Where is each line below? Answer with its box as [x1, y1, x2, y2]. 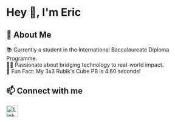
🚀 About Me [6, 30, 52, 40]
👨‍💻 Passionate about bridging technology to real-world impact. [6, 61, 164, 68]
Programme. [6, 55, 38, 62]
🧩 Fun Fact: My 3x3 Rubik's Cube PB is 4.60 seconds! [6, 68, 141, 75]
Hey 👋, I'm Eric [6, 5, 81, 19]
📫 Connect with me [6, 86, 83, 96]
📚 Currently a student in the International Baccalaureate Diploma [6, 46, 170, 53]
